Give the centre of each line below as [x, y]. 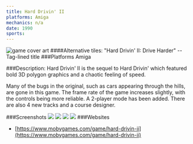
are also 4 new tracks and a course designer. [61, 105]
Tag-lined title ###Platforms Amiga [49, 57]
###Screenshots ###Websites [58, 117]
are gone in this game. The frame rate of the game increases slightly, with [96, 92]
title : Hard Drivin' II [35, 12]
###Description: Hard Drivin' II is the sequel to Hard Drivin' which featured [97, 68]
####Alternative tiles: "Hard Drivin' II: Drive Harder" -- [116, 50]
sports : [16, 34]
